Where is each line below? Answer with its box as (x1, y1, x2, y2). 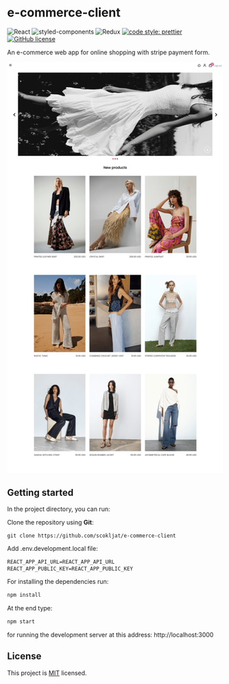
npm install (7, 592, 41, 599)
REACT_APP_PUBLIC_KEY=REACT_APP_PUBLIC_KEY (7, 565, 134, 573)
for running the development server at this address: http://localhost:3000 (7, 630, 214, 639)
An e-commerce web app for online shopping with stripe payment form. (7, 48, 210, 56)
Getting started (7, 486, 74, 499)
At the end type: (7, 604, 53, 612)
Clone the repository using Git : (7, 518, 94, 527)
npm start (7, 618, 36, 625)
